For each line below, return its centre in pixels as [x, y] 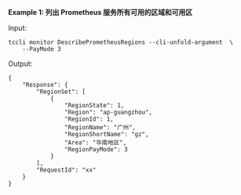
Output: [20, 63]
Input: [18, 28]
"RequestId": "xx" [66, 170]
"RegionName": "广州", [100, 128]
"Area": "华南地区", [95, 143]
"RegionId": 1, [89, 119]
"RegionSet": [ [61, 92]
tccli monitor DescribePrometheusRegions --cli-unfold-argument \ [121, 42]
